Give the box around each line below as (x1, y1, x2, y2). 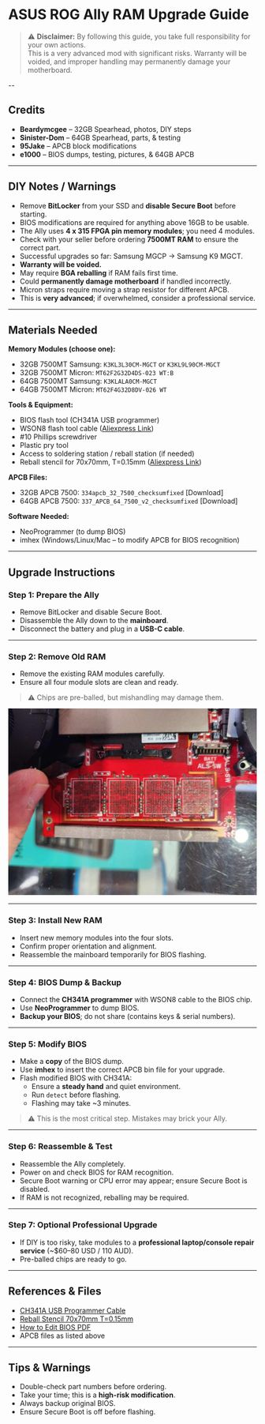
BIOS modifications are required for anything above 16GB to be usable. (19, 217, 250, 227)
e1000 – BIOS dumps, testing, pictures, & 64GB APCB (19, 149, 195, 159)
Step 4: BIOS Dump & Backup (8, 977, 122, 988)
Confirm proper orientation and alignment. (19, 941, 158, 951)
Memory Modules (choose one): (8, 344, 116, 354)
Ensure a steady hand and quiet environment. (31, 1082, 181, 1091)
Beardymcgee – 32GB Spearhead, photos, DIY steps (19, 124, 192, 133)
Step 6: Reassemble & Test (8, 1141, 113, 1152)
